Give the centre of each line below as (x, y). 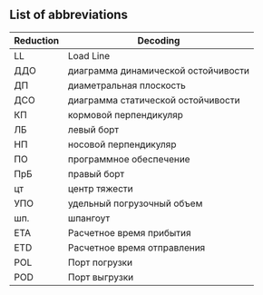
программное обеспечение (129, 159)
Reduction (37, 40)
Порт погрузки (100, 262)
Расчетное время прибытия (129, 232)
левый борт (93, 129)
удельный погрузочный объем (135, 203)
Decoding (159, 40)
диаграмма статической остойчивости (154, 100)
